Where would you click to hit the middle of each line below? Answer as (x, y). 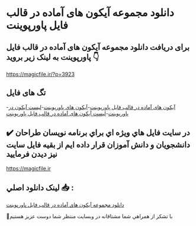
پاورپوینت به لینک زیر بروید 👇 (53, 57)
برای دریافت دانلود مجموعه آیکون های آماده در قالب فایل (98, 47)
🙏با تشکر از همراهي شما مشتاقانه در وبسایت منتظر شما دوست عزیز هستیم (89, 217)
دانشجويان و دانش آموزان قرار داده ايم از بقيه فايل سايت (98, 145)
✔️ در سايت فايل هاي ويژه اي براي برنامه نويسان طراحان (98, 133)
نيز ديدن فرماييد (32, 154)
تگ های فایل (26, 93)
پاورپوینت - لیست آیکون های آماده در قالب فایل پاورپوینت (68, 113)
